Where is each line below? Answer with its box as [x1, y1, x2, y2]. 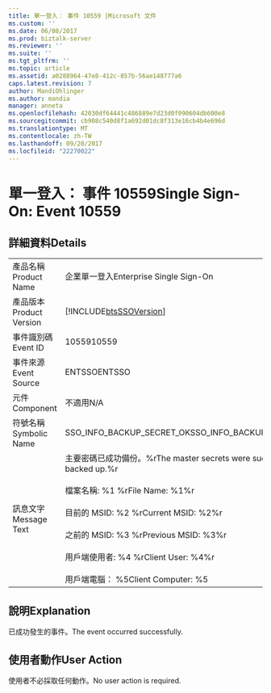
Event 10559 [35, 202, 122, 220]
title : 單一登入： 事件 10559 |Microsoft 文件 [8, 11, 157, 20]
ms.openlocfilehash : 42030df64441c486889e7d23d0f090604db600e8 [8, 110, 226, 118]
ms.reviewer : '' [8, 42, 63, 50]
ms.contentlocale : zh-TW [8, 132, 92, 140]
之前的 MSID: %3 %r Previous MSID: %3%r [65, 530, 227, 541]
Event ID [12, 342, 44, 354]
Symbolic [12, 428, 48, 439]
